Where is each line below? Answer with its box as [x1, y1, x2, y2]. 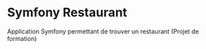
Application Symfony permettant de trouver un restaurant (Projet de [7, 27, 199, 35]
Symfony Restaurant [7, 5, 127, 20]
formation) [7, 34, 37, 42]
